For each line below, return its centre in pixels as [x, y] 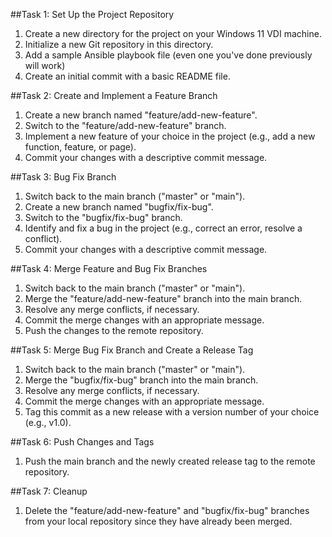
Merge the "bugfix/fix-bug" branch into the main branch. [141, 380]
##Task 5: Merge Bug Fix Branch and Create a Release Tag [132, 350]
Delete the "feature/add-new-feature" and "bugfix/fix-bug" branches [167, 510]
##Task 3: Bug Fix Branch [63, 177]
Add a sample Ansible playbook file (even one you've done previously [168, 55]
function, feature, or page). [80, 147]
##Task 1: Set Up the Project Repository [92, 14]
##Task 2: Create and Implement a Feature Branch [114, 95]
